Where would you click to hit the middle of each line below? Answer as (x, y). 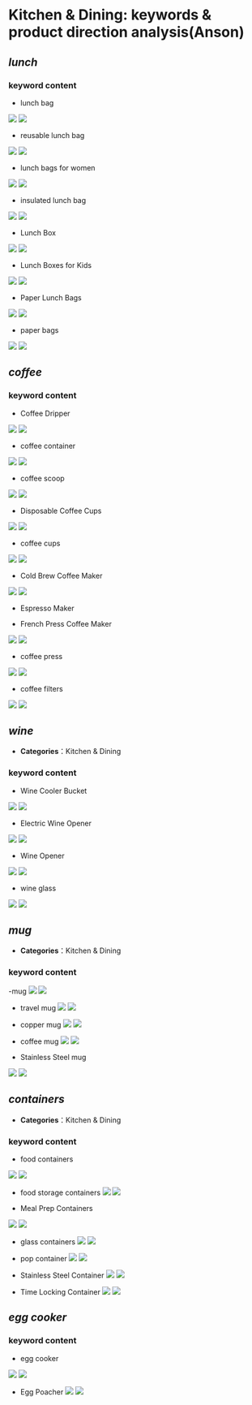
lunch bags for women (58, 167)
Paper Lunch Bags (51, 297)
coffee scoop (42, 478)
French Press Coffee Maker (66, 623)
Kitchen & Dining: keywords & (110, 15)
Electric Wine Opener (56, 823)
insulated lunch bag (53, 200)
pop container (43, 1258)
